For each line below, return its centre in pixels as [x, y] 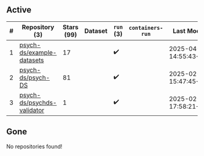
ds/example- [38, 52]
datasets [32, 60]
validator [32, 110]
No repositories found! [34, 146]
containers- [146, 28]
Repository [38, 27]
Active [19, 10]
